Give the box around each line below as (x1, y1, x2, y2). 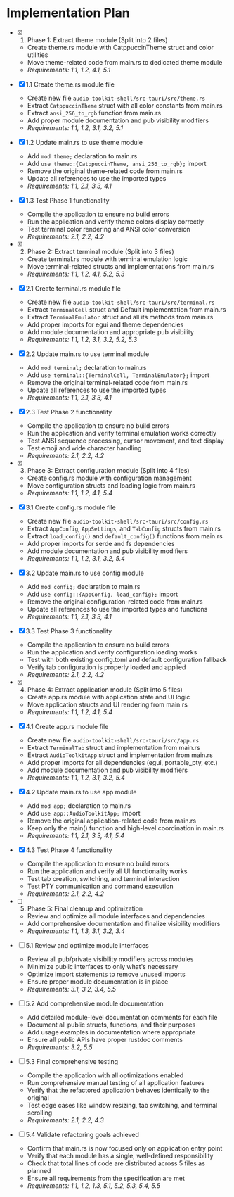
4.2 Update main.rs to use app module (25, 787, 137, 796)
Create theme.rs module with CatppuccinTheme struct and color (27, 43, 214, 51)
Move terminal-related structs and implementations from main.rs (27, 262, 214, 270)
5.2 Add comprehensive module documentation (25, 999, 164, 1008)
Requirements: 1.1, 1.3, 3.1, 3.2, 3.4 (27, 927, 126, 935)
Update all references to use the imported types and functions (27, 604, 208, 613)
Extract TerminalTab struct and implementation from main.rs (27, 743, 201, 752)
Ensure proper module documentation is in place (27, 977, 169, 986)
